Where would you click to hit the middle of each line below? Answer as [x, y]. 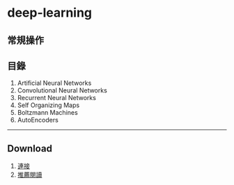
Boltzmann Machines [47, 113]
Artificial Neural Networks [54, 83]
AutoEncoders [38, 120]
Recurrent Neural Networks [56, 98]
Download [30, 148]
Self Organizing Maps [48, 105]
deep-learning [50, 13]
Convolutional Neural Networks [62, 90]
